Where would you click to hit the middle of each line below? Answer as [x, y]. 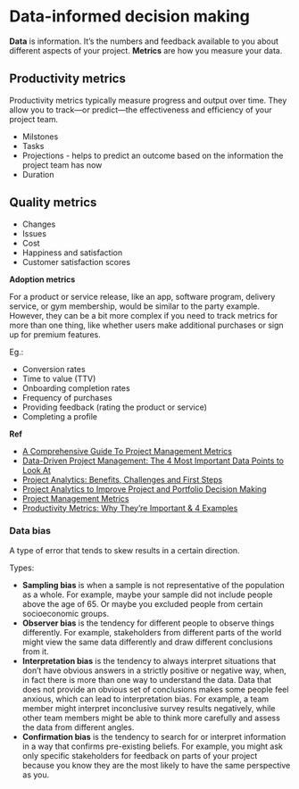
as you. [36, 775]
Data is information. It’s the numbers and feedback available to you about [144, 41]
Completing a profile [60, 416]
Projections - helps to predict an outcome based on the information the [153, 155]
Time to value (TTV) [59, 378]
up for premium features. [55, 334]
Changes [39, 224]
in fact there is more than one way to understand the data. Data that [147, 679]
